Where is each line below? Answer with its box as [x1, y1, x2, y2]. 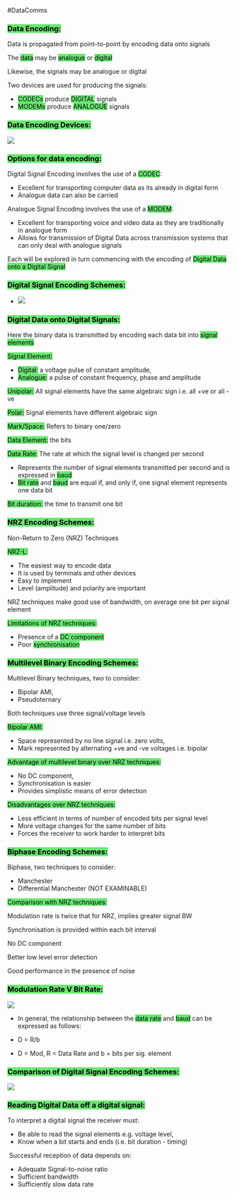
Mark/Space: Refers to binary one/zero [7, 422, 122, 431]
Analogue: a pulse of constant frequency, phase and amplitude [17, 373, 202, 382]
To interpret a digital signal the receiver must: [7, 1116, 139, 1125]
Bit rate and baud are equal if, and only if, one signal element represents [17, 478, 228, 487]
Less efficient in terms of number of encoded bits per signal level [17, 814, 208, 822]
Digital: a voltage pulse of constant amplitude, [17, 365, 152, 375]
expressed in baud [17, 471, 72, 480]
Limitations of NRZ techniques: [7, 619, 98, 627]
